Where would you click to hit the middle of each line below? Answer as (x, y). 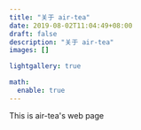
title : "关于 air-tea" (50, 17)
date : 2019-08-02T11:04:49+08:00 (71, 26)
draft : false (33, 34)
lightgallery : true (45, 66)
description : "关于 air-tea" (62, 42)
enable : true (41, 90)
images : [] (29, 50)
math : (19, 82)
